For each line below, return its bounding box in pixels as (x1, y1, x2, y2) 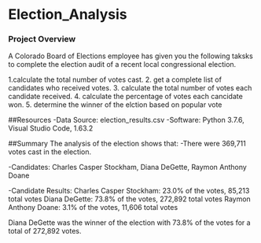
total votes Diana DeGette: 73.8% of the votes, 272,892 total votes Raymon (8, 194, 252, 204)
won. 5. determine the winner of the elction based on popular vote (8, 100, 222, 109)
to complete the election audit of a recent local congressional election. (8, 60, 237, 69)
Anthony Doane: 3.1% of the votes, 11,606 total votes (8, 203, 178, 212)
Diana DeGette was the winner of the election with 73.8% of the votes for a (8, 218, 251, 227)
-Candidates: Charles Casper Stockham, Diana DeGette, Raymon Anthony (8, 163, 248, 172)
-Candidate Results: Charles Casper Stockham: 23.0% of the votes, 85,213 (8, 186, 250, 196)
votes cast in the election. (8, 147, 92, 156)
